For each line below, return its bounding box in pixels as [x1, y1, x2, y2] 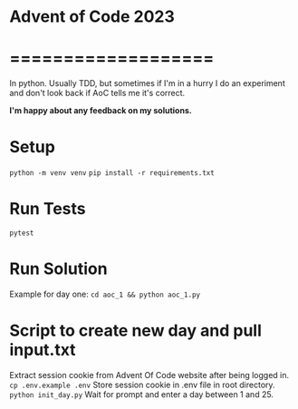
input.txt [9, 340, 76, 360]
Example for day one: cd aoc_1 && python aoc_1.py [9, 288, 201, 299]
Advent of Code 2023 [9, 6, 175, 27]
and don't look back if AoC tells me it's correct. [9, 88, 186, 99]
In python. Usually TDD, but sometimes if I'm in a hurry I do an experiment [9, 78, 285, 89]
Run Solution [9, 258, 108, 279]
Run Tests [9, 199, 86, 219]
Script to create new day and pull [9, 320, 263, 341]
